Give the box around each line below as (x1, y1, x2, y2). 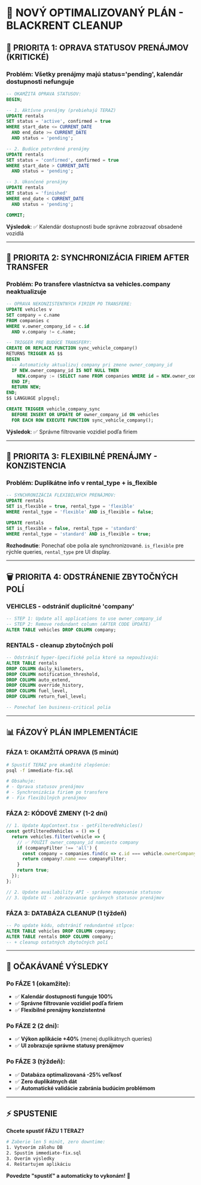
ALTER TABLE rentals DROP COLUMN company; (6, 934, 114, 939)
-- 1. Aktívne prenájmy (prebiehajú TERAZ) (6, 107, 117, 113)
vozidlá (6, 229, 24, 237)
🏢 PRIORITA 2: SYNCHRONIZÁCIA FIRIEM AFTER (6, 252, 190, 263)
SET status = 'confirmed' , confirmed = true (6, 157, 119, 163)
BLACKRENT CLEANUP (6, 19, 123, 32)
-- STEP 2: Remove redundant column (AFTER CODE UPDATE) (6, 622, 151, 628)
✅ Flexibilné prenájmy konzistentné (14, 1007, 106, 1014)
